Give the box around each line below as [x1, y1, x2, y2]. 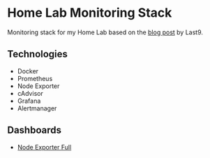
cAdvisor [17, 89, 43, 97]
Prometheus [17, 74, 53, 82]
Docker [17, 66, 39, 75]
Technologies [7, 48, 68, 60]
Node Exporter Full [17, 143, 72, 151]
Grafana [17, 96, 41, 105]
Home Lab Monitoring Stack [7, 5, 172, 21]
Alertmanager [17, 103, 57, 113]
